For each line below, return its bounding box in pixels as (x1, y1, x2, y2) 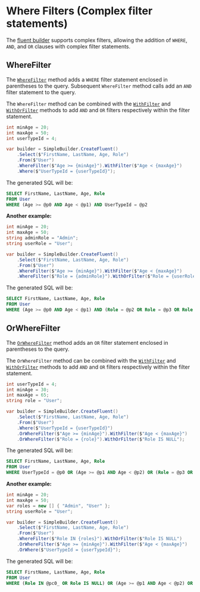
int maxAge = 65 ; (6, 392, 49, 398)
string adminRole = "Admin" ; (6, 235, 79, 241)
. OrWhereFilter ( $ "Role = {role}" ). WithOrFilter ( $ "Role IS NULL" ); (17, 436, 185, 442)
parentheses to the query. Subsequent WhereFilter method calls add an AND (6, 82, 192, 89)
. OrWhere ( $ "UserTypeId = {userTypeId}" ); (17, 547, 121, 553)
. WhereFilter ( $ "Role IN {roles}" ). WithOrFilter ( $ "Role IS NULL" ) (17, 536, 183, 542)
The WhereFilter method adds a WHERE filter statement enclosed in (6, 76, 168, 83)
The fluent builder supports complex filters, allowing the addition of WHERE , (6, 36, 187, 43)
